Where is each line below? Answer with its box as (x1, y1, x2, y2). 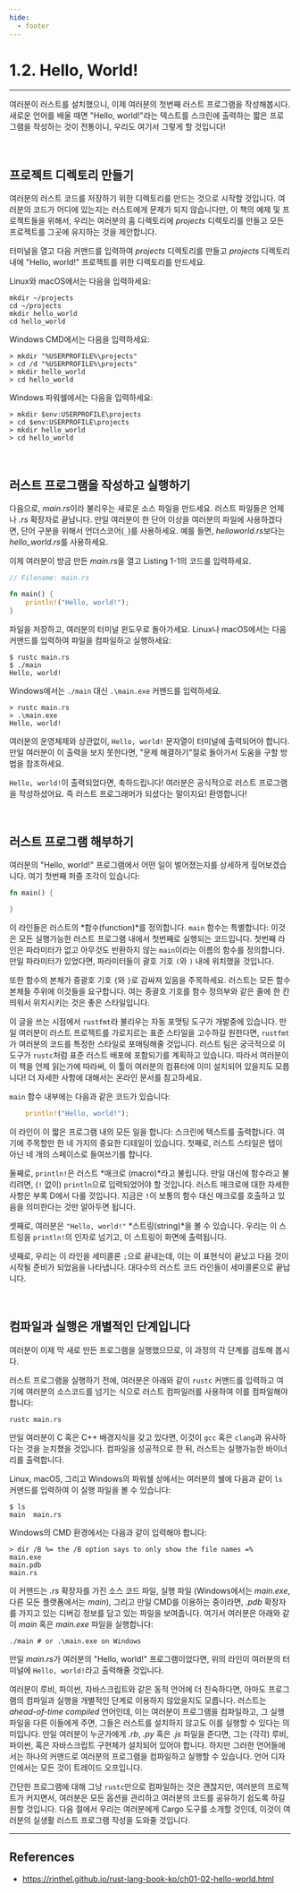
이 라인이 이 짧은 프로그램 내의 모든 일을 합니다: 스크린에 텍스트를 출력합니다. (9, 1126, 276, 1137)
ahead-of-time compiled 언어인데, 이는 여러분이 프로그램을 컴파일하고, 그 (9, 1706, 269, 1717)
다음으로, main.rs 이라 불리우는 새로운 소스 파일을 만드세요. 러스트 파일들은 (9, 503, 268, 514)
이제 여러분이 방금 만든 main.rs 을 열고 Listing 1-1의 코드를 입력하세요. (9, 556, 252, 567)
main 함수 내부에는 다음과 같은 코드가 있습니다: (9, 1092, 171, 1102)
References (9, 1850, 75, 1865)
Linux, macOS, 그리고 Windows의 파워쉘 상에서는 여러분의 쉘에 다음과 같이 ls (9, 1473, 283, 1484)
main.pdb (9, 1560, 42, 1570)
